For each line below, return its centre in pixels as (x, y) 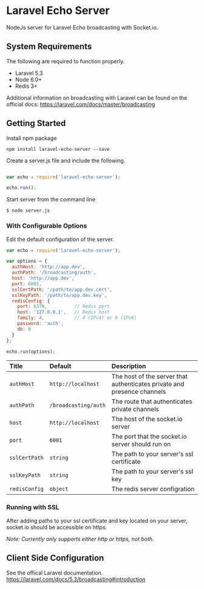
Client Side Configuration (55, 558)
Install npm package (32, 138)
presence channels (139, 392)
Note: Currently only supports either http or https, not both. (80, 538)
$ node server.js (28, 211)
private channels (135, 410)
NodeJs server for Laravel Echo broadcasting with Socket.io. (82, 27)
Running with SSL (33, 507)
